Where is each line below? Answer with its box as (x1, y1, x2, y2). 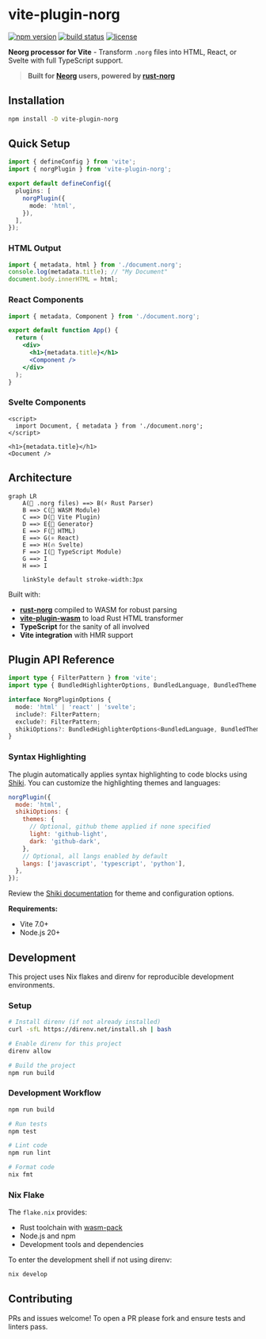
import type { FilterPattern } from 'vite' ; (8, 674, 158, 682)
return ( (15, 334, 44, 342)
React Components (8, 294, 84, 305)
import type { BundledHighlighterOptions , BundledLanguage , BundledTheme (8, 681, 257, 689)
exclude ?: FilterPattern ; (15, 718, 101, 726)
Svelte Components (8, 397, 86, 408)
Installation (8, 94, 65, 108)
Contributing (8, 1292, 73, 1306)
